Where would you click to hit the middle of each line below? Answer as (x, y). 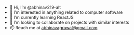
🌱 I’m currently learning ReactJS (41, 17)
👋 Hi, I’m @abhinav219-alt (35, 7)
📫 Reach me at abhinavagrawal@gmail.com (54, 28)
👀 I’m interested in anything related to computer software (66, 12)
